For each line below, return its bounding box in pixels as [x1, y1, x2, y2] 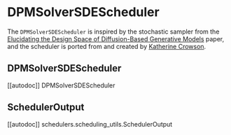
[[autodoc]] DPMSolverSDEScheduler [7, 81, 115, 90]
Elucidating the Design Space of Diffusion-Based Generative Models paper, [7, 34, 225, 43]
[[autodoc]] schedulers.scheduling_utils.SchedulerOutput [7, 120, 173, 128]
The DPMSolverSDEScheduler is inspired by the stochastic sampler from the [7, 27, 220, 36]
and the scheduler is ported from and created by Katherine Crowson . [7, 42, 206, 50]
